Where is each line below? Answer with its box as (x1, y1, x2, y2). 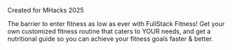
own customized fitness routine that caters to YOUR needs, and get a (7, 27, 211, 35)
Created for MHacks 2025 (7, 6, 84, 14)
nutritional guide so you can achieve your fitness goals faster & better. (7, 35, 213, 43)
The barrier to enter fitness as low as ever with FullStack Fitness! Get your (7, 20, 225, 27)
